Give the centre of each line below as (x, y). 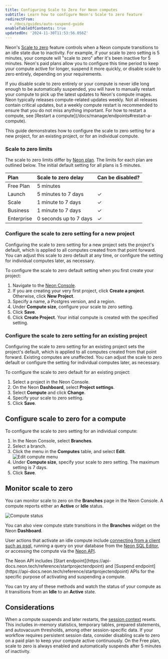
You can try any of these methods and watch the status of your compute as (83, 586)
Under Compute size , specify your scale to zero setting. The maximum (86, 462)
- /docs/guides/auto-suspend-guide (47, 24)
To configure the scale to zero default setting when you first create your (79, 270)
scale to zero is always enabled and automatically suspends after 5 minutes (83, 646)
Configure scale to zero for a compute (66, 419)
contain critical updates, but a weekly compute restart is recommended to (81, 105)
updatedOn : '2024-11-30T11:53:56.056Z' (47, 33)
